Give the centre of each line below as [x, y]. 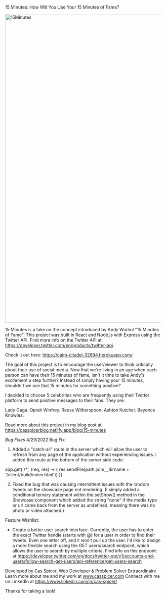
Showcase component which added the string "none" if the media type [84, 500]
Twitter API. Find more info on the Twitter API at [54, 340]
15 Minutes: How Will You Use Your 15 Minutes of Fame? [62, 7]
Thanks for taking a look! [30, 591]
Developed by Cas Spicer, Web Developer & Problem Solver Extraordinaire [81, 571]
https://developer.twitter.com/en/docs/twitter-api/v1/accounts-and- [86, 556]
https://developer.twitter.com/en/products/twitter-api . [60, 345]
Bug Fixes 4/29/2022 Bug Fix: [36, 440]
